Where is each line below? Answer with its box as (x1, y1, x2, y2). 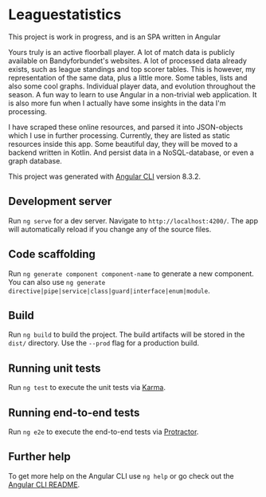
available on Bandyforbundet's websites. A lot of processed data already (8, 56, 247, 65)
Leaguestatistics (8, 6, 122, 24)
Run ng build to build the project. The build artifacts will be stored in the (8, 329, 245, 340)
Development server (8, 195, 112, 208)
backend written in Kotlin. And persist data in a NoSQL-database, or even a (8, 148, 255, 157)
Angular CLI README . (8, 479, 80, 489)
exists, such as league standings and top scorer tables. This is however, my (8, 64, 256, 73)
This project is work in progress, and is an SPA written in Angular (8, 32, 221, 41)
